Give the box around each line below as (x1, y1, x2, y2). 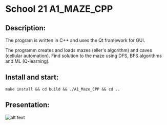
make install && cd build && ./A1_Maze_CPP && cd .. (5, 86, 120, 92)
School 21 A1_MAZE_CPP (5, 3, 113, 15)
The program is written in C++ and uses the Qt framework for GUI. (5, 37, 145, 43)
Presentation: (5, 101, 50, 110)
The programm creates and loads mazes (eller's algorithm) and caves (5, 47, 152, 53)
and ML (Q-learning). (5, 58, 50, 64)
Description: (5, 24, 46, 32)
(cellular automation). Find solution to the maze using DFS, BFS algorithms (5, 52, 162, 59)
